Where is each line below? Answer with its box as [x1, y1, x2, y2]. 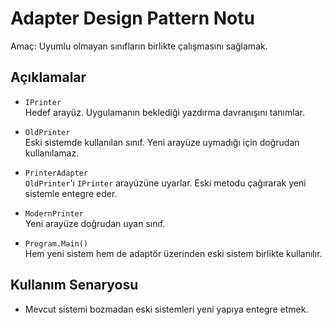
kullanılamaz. [24, 147, 80, 159]
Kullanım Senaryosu [10, 277, 139, 294]
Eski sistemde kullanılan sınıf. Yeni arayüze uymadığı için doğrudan [24, 136, 300, 148]
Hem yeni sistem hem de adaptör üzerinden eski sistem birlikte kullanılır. [24, 247, 323, 259]
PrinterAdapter [24, 168, 89, 178]
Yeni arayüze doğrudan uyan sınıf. [24, 217, 166, 229]
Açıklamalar [10, 69, 87, 86]
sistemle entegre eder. [24, 187, 118, 199]
